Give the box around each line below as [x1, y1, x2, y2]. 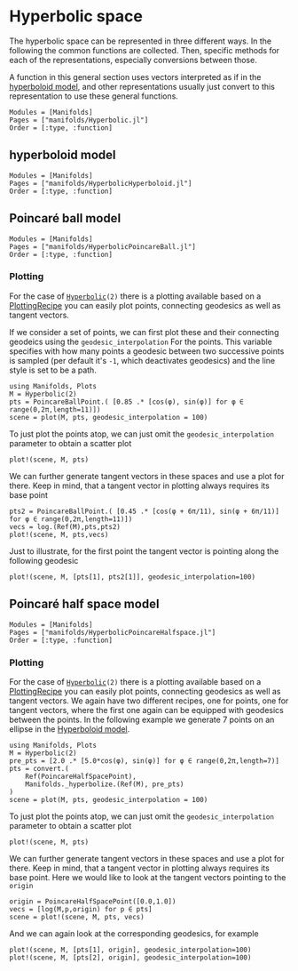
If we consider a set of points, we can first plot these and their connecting [9, 326, 279, 337]
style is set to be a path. [9, 365, 98, 375]
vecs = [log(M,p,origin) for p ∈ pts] [9, 904, 153, 913]
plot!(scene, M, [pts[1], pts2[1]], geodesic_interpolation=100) [9, 572, 255, 582]
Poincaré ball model [9, 211, 122, 226]
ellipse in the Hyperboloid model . [9, 723, 130, 734]
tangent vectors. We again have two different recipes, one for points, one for [9, 695, 289, 706]
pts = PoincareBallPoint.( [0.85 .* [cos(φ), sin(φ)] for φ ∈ [9, 397, 244, 406]
